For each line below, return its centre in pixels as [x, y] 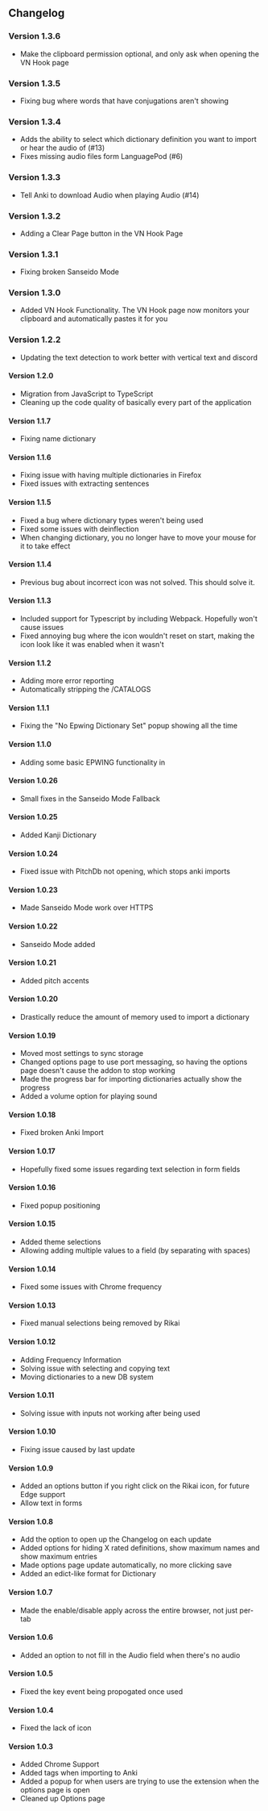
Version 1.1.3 [30, 601]
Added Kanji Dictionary [58, 835]
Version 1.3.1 [33, 254]
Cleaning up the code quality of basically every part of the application [136, 402]
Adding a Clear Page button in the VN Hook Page [101, 233]
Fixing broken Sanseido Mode [69, 272]
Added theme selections [60, 1242]
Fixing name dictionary [58, 439]
